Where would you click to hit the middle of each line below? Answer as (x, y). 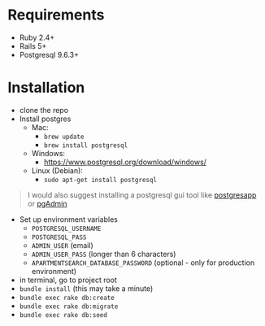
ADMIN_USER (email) (63, 245)
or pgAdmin (47, 203)
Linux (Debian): (57, 170)
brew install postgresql (86, 145)
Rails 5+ (33, 46)
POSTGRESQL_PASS (59, 237)
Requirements (56, 15)
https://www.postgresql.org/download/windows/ (125, 162)
